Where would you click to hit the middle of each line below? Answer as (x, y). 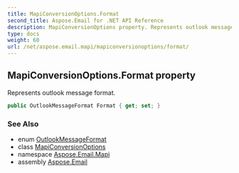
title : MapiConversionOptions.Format (63, 14)
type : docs (23, 34)
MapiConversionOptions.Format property (102, 76)
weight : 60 (23, 40)
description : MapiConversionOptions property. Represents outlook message (121, 27)
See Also (23, 123)
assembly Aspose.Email (52, 162)
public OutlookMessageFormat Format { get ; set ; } (84, 106)
